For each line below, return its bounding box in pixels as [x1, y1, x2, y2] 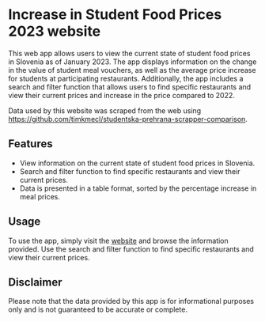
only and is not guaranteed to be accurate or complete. [8, 305, 188, 314]
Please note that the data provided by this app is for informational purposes [8, 297, 255, 306]
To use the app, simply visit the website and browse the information [8, 236, 229, 245]
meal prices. [19, 191, 61, 201]
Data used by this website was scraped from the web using [8, 105, 202, 116]
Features [8, 137, 53, 151]
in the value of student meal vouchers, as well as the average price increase [8, 65, 256, 74]
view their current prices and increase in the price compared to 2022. [8, 90, 236, 100]
